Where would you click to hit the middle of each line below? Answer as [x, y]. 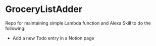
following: [15, 28]
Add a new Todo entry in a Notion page [53, 38]
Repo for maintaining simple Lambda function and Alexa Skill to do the [78, 23]
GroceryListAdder [44, 9]
